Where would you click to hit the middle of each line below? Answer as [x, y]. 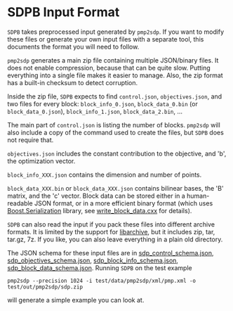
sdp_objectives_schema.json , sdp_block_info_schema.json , [93, 260]
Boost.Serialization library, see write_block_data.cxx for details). [100, 210]
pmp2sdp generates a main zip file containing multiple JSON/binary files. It [113, 60]
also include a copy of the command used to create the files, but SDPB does [116, 132]
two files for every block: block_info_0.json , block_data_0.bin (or [102, 103]
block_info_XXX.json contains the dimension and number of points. [105, 174]
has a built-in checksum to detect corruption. [73, 82]
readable [20, 203]
